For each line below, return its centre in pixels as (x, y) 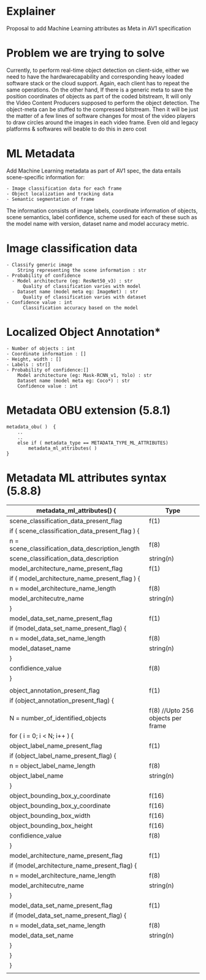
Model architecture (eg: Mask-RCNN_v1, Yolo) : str (85, 375)
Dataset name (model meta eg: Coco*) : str (74, 381)
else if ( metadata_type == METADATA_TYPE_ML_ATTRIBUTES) (93, 443)
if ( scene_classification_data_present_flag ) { (74, 531)
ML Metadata (41, 154)
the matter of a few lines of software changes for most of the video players (101, 115)
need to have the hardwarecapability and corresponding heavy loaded (95, 76)
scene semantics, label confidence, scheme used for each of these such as (102, 217)
